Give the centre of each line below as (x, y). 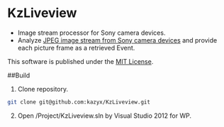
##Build (19, 75)
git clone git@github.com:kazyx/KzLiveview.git (79, 102)
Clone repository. (43, 89)
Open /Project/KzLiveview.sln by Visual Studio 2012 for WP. (104, 116)
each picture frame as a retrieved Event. (76, 48)
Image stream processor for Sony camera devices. (91, 33)
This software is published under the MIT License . (80, 61)
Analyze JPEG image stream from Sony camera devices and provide (117, 40)
